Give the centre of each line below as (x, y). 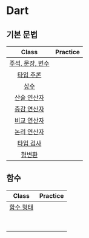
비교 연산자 (29, 121)
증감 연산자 (29, 109)
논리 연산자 (29, 132)
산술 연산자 (29, 98)
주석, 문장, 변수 (29, 63)
